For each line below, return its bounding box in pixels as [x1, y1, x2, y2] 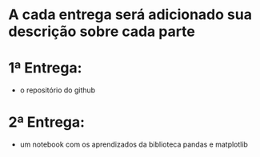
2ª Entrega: [8, 113, 86, 131]
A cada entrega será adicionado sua [8, 6, 252, 24]
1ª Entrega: [8, 59, 82, 77]
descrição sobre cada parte [8, 22, 196, 41]
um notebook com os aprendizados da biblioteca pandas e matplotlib [19, 139, 248, 149]
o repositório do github [19, 85, 96, 95]
